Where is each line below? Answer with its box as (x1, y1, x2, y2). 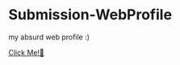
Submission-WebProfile (8, 6, 172, 24)
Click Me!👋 (8, 47, 44, 57)
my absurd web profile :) (8, 32, 90, 42)
